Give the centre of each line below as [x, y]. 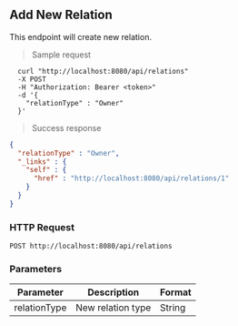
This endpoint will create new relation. [81, 36]
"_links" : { [42, 162]
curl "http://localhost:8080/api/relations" [103, 71]
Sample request [61, 55]
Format [176, 292]
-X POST [32, 79]
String [173, 308]
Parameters [35, 270]
